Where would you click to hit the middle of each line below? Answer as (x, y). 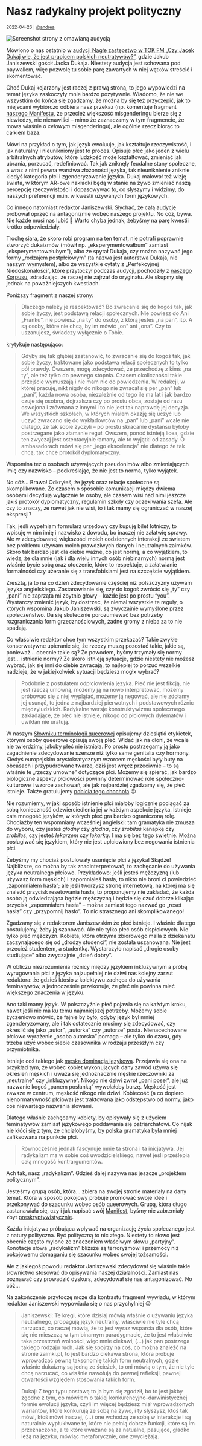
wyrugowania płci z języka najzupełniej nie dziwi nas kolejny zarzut (90, 973)
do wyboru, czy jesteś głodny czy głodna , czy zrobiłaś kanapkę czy (90, 829)
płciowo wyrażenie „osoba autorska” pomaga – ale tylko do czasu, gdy (94, 1036)
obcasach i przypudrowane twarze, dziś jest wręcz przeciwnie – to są (93, 766)
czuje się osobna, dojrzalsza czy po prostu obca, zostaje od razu (102, 401)
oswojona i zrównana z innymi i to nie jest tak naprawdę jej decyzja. (105, 407)
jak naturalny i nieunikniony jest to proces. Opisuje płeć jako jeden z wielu (98, 151)
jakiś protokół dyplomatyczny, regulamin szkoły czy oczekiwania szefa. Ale (99, 501)
